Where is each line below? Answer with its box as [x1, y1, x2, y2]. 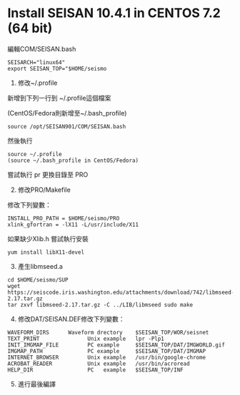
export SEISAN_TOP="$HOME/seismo [7, 65, 107, 72]
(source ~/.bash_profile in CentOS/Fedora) [7, 157, 139, 164]
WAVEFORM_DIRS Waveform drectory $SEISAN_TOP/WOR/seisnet [7, 329, 209, 336]
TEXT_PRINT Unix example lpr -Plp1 [7, 335, 164, 342]
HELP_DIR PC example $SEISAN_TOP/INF [7, 366, 184, 374]
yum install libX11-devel [7, 248, 84, 256]
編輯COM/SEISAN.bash [7, 44, 76, 53]
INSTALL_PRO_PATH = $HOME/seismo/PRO [7, 215, 120, 222]
